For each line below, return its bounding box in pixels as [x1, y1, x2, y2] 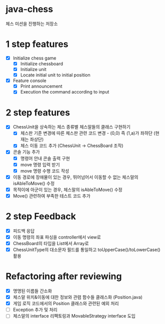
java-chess [5, 3, 53, 15]
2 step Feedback [5, 211, 76, 222]
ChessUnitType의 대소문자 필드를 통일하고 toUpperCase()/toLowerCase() [12, 246, 160, 252]
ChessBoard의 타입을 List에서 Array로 [12, 240, 89, 246]
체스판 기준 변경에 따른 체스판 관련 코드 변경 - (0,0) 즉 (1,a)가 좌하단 [20, 130, 153, 136]
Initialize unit [20, 66, 46, 72]
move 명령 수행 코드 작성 [20, 167, 69, 173]
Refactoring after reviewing [5, 271, 122, 282]
